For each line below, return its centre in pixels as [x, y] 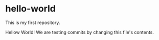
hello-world [31, 9]
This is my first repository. [33, 22]
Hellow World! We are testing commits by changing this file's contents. [80, 32]
